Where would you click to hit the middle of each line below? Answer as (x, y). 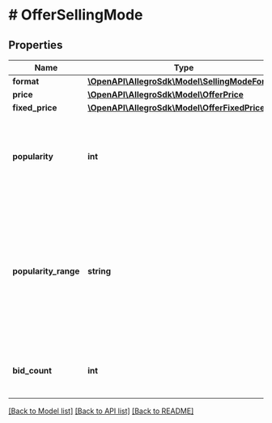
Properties (36, 45)
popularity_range (46, 271)
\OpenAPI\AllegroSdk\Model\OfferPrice (166, 95)
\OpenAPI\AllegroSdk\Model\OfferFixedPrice (176, 108)
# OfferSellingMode (76, 15)
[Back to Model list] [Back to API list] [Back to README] (101, 411)
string (100, 271)
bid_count (32, 371)
